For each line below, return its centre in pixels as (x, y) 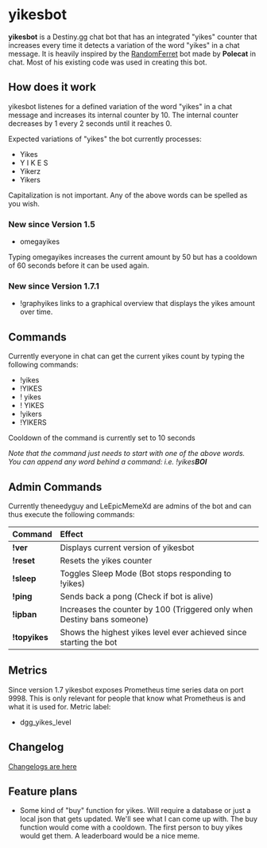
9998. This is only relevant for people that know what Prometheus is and (127, 698)
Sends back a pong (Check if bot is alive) (137, 596)
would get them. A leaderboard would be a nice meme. (110, 836)
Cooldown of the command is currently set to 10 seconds (102, 438)
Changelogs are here (43, 766)
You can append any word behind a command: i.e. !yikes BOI (108, 462)
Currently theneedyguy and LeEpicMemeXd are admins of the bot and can (130, 506)
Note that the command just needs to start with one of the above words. (127, 453)
